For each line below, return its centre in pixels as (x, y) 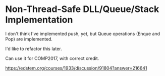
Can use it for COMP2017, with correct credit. (52, 58)
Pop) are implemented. (29, 39)
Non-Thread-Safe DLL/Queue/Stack (82, 9)
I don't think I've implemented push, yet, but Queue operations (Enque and (83, 33)
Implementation (39, 20)
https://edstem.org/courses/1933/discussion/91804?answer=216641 (76, 68)
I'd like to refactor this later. (34, 48)
